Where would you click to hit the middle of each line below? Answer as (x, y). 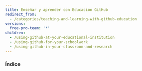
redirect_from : (21, 14)
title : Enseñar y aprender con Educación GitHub (57, 10)
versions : (15, 24)
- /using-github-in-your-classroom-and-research (61, 47)
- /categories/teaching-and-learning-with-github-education (73, 19)
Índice (13, 64)
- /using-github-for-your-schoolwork (49, 42)
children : (15, 33)
